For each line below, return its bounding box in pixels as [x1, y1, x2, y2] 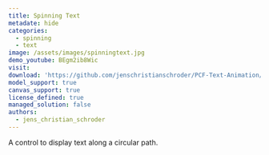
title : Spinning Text [8, 11, 81, 20]
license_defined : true [8, 93, 84, 101]
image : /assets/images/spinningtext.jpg [8, 49, 146, 57]
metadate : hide [8, 19, 59, 27]
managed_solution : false [8, 101, 91, 109]
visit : [8, 64, 30, 72]
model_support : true [8, 78, 78, 86]
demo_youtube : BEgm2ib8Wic [8, 57, 98, 65]
